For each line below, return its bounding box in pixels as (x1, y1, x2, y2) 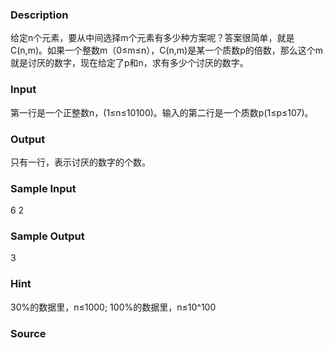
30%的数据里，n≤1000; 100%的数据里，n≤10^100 (10, 301, 217, 313)
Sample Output (10, 229, 85, 243)
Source (10, 326, 47, 340)
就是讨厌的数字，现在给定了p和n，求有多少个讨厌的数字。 (10, 57, 249, 69)
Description (10, 8, 69, 22)
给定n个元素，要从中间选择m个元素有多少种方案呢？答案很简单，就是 (10, 32, 295, 44)
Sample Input (10, 181, 77, 195)
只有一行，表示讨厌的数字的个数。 (10, 156, 151, 168)
